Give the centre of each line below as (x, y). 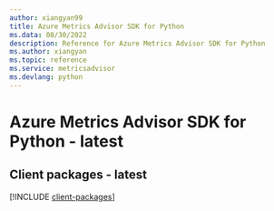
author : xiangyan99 (46, 18)
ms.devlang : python (46, 77)
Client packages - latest (78, 175)
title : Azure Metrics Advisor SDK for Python (97, 26)
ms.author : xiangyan (49, 52)
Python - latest (67, 141)
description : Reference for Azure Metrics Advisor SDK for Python (137, 43)
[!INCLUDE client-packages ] (62, 196)
